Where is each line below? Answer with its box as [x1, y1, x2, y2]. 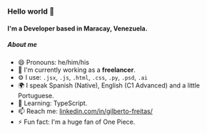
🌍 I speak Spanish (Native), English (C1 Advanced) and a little [17, 81, 200, 90]
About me [7, 41, 38, 49]
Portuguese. [17, 92, 55, 100]
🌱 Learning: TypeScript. [17, 99, 88, 107]
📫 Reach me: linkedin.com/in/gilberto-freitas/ [17, 107, 153, 116]
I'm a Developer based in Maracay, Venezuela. [7, 24, 148, 33]
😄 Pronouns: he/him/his [17, 58, 89, 67]
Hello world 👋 [7, 6, 55, 16]
